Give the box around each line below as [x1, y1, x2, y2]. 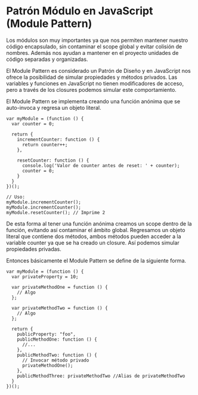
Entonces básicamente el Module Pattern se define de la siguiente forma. [6, 257, 187, 264]
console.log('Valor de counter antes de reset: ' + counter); [21, 162, 180, 168]
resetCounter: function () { [17, 157, 89, 163]
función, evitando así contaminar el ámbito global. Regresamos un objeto [6, 226, 185, 233]
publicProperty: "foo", [17, 331, 76, 337]
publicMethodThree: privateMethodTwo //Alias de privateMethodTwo [17, 373, 185, 379]
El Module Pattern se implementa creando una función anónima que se [6, 97, 181, 105]
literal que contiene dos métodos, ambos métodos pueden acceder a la [6, 233, 181, 240]
